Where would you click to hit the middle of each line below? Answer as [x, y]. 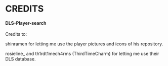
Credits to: [16, 34]
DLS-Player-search [26, 23]
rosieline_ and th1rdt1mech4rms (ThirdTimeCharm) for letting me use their [82, 54]
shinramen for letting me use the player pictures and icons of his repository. [84, 44]
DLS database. [21, 59]
